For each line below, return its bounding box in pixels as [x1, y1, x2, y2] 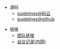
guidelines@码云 [17, 10, 51, 16]
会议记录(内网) [17, 39, 46, 45]
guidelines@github [17, 16, 55, 22]
